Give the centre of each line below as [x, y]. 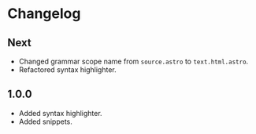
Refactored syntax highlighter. [67, 70]
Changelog [44, 14]
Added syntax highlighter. [61, 113]
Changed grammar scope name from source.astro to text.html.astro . [134, 61]
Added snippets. [45, 121]
